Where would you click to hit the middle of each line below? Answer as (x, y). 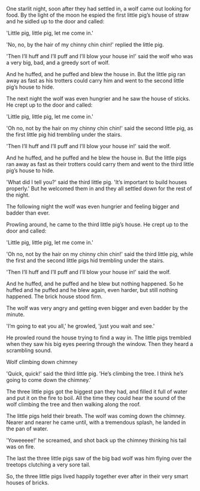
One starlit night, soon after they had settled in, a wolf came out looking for (99, 9)
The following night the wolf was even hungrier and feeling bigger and (93, 207)
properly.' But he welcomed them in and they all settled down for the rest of (99, 189)
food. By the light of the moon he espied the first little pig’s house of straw (98, 15)
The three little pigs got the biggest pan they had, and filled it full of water (97, 391)
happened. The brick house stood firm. (54, 296)
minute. (16, 314)
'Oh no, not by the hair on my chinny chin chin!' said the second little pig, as (100, 128)
